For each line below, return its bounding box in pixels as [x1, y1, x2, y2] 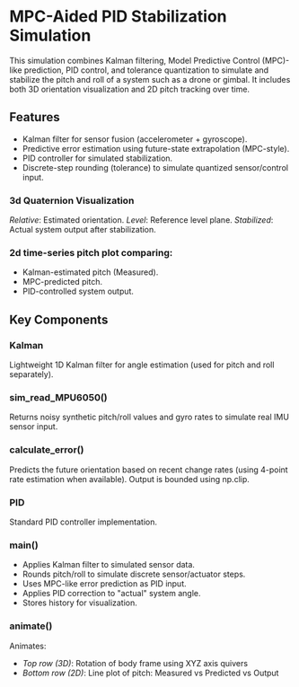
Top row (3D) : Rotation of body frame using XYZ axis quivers [22, 657, 249, 668]
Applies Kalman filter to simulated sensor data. [22, 559, 196, 570]
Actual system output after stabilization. [9, 225, 157, 235]
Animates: [9, 640, 47, 651]
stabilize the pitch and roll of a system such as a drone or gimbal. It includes [9, 74, 291, 84]
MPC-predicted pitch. [22, 277, 103, 287]
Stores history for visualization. [22, 597, 137, 608]
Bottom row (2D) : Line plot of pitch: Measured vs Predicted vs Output [22, 667, 279, 678]
